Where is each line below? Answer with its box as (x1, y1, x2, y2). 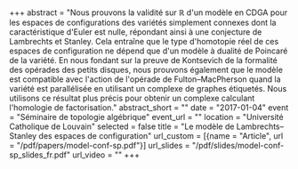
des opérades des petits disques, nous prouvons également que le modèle (9, 65, 283, 75)
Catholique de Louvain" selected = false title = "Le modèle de (9, 121, 235, 132)
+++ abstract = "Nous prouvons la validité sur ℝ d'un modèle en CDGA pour (9, 7, 287, 18)
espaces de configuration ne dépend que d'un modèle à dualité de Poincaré (9, 45, 288, 56)
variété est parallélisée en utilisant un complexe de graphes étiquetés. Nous (9, 84, 287, 93)
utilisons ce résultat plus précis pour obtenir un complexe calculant (9, 93, 255, 103)
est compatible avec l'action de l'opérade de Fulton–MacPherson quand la (9, 74, 282, 84)
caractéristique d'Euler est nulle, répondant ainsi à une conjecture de (9, 27, 262, 37)
